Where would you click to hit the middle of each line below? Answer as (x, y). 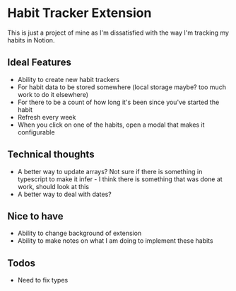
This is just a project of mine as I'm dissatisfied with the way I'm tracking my (118, 33)
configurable (36, 132)
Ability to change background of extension (79, 233)
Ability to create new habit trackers (69, 79)
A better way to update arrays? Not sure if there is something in (110, 171)
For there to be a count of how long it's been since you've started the (118, 102)
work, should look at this (53, 186)
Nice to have (35, 216)
